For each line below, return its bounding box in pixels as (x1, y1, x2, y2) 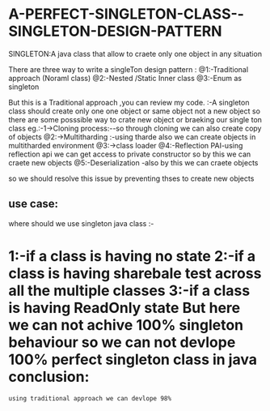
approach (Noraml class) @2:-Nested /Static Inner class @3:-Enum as (8, 73, 243, 83)
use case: (8, 197, 59, 211)
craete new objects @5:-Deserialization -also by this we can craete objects (8, 157, 259, 167)
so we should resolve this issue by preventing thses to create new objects (8, 173, 255, 183)
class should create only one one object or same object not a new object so (8, 106, 261, 116)
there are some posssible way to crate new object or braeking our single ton (8, 114, 263, 124)
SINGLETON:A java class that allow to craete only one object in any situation (8, 49, 263, 58)
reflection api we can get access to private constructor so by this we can (8, 149, 251, 159)
